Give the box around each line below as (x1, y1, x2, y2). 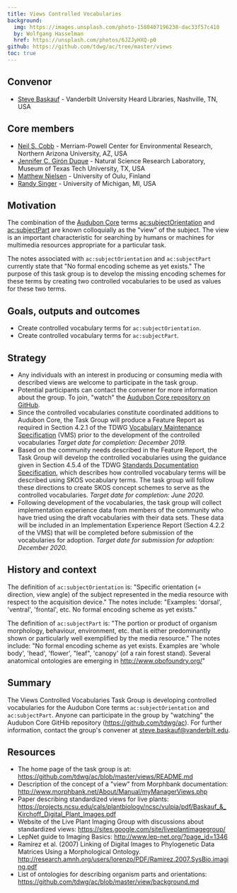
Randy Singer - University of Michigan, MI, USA (17, 179, 157, 187)
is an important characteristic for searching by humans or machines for (7, 233, 214, 242)
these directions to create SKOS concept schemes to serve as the (17, 483, 210, 491)
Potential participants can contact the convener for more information (17, 385, 218, 394)
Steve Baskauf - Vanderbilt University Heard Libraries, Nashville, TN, (17, 95, 218, 103)
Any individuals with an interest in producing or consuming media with (17, 370, 223, 379)
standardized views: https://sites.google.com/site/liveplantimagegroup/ (17, 825, 226, 834)
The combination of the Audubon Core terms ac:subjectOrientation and (7, 218, 215, 227)
